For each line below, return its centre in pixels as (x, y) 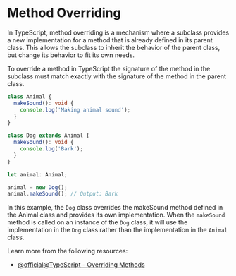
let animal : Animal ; (38, 174)
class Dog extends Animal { (49, 136)
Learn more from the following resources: (68, 251)
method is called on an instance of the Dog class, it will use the (98, 222)
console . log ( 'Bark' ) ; (51, 149)
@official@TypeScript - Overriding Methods (81, 265)
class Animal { (30, 97)
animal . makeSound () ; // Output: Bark (63, 194)
